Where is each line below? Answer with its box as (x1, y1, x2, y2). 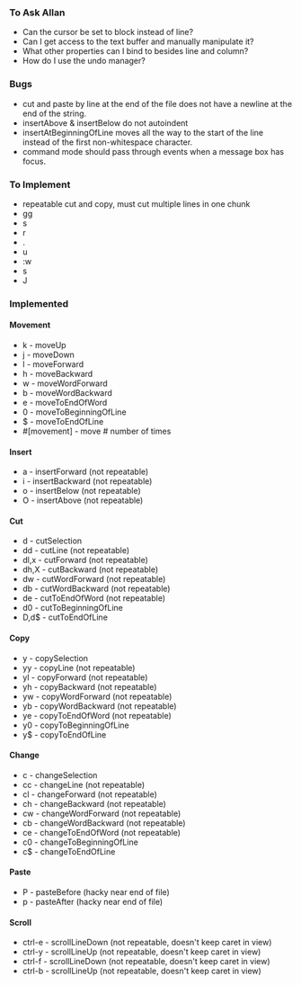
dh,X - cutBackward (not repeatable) (22, 564, 159, 575)
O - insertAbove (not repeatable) (22, 495, 144, 506)
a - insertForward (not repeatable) (22, 466, 149, 478)
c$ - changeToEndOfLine (22, 846, 116, 856)
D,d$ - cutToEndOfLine (22, 612, 108, 622)
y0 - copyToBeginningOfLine (22, 720, 129, 730)
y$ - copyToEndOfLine (22, 729, 107, 739)
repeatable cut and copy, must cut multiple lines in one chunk (22, 198, 251, 209)
